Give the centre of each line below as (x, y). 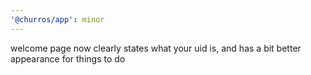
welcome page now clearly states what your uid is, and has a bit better (156, 48)
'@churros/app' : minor (57, 19)
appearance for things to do (68, 58)
